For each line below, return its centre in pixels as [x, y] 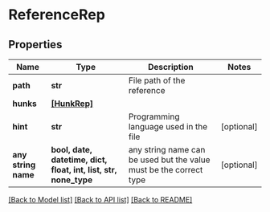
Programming [154, 116]
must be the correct [166, 170]
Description [171, 67]
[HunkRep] [72, 104]
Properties [35, 45]
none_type [72, 180]
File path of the [157, 80]
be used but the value [169, 160]
